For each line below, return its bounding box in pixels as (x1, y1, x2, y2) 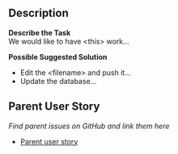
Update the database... (19, 76, 97, 85)
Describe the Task (8, 27, 71, 37)
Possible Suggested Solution (8, 52, 108, 61)
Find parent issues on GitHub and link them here (8, 121, 170, 131)
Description (8, 6, 69, 20)
